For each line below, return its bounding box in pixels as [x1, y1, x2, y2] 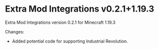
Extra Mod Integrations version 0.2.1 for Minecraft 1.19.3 [5, 19, 115, 25]
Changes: [5, 29, 24, 34]
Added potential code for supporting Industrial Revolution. [12, 38, 128, 44]
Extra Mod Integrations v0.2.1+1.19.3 [5, 3, 154, 15]
